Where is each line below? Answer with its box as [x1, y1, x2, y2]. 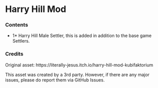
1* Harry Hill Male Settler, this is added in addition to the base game [12, 32, 152, 38]
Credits [5, 50, 23, 57]
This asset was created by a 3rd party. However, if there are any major [5, 71, 150, 77]
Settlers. [12, 38, 30, 44]
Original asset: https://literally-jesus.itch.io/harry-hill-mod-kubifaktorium [5, 61, 154, 68]
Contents [5, 21, 28, 28]
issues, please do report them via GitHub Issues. [5, 76, 105, 83]
